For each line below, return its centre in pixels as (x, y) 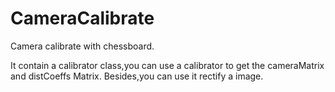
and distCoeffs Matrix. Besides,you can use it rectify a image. (137, 76)
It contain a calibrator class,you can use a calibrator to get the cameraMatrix (167, 65)
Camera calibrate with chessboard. (82, 46)
